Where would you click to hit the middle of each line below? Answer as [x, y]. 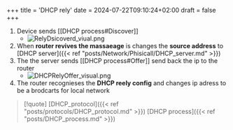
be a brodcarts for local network [63, 91]
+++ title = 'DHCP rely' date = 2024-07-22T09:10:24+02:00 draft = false [111, 10]
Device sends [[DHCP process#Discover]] [77, 31]
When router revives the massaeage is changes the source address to [120, 46]
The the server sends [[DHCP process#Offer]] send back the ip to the [117, 61]
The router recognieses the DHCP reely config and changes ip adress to [121, 83]
